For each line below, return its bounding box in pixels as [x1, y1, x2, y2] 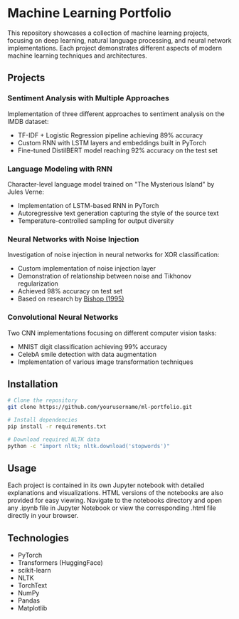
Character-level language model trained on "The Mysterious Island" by [7, 180, 215, 188]
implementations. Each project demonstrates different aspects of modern [7, 43, 223, 52]
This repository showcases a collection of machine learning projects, [7, 28, 210, 37]
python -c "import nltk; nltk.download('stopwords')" [7, 442, 171, 449]
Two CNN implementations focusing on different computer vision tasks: [7, 328, 217, 337]
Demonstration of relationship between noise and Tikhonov [17, 272, 192, 281]
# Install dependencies [7, 417, 78, 424]
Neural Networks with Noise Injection [7, 234, 139, 244]
